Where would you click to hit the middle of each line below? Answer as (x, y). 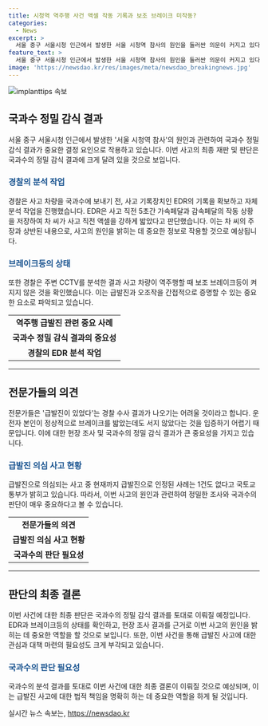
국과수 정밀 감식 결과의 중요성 (65, 338)
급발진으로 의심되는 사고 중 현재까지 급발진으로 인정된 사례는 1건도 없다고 (122, 484)
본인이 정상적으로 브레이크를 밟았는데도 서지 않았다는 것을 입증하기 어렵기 (137, 423)
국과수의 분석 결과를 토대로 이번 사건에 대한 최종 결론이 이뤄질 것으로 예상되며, (130, 686)
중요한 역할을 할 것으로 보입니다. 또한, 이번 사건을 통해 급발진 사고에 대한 (144, 635)
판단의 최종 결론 (45, 594)
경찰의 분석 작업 (37, 182)
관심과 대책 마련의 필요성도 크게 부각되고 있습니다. (86, 645)
